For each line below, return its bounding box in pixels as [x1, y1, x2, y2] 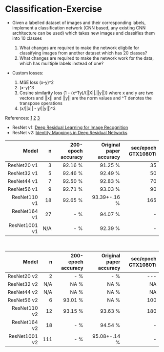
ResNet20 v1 [7, 162, 38, 169]
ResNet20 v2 [7, 273, 38, 279]
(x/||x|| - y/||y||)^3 [19, 105, 56, 111]
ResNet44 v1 [7, 177, 38, 184]
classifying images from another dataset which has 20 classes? [19, 50, 147, 56]
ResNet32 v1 [7, 170, 38, 176]
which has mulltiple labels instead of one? [19, 60, 104, 66]
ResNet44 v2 [7, 288, 38, 295]
